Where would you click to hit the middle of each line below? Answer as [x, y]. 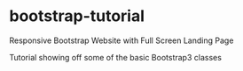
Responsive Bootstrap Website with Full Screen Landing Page [121, 40]
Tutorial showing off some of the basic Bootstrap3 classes [115, 57]
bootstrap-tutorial [77, 16]
